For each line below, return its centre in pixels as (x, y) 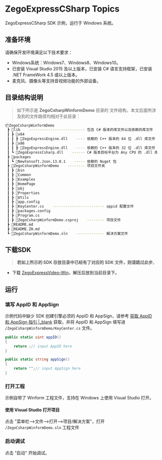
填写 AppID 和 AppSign (32, 304)
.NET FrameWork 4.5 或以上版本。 (46, 75)
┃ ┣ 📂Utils (18, 197)
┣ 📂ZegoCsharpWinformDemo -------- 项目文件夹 (56, 166)
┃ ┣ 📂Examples (21, 180)
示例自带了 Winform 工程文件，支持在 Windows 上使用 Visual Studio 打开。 (80, 398)
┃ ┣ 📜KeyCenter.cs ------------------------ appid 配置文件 (70, 206)
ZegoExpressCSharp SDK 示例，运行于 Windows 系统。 (61, 23)
